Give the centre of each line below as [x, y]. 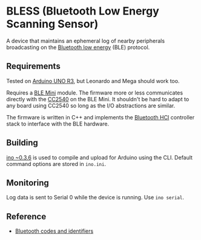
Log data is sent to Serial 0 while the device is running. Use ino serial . [95, 198]
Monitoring [28, 183]
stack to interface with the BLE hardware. [58, 124]
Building [22, 143]
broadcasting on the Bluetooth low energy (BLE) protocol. [78, 47]
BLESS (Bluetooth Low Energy [83, 11]
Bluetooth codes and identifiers [54, 231]
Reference [26, 216]
